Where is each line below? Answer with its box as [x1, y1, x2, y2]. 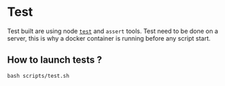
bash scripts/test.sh [7, 72, 70, 79]
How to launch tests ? [7, 54, 102, 66]
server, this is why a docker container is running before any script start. [7, 34, 211, 42]
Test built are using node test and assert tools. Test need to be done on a [7, 27, 219, 35]
